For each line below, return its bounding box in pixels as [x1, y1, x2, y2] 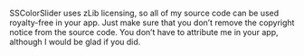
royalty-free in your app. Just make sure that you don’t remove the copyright [9, 17, 295, 28]
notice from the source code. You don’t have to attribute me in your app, [9, 27, 279, 37]
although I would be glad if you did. [9, 36, 141, 47]
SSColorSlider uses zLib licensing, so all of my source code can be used [9, 8, 280, 18]
